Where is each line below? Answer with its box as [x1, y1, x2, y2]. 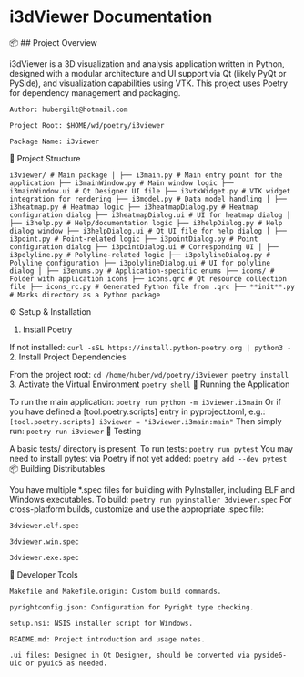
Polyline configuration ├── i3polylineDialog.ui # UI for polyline [9, 258, 271, 267]
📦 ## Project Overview [9, 36, 98, 47]
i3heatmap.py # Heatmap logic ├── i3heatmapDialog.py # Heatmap [9, 203, 258, 212]
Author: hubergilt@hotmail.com [9, 105, 128, 114]
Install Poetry [22, 324, 73, 335]
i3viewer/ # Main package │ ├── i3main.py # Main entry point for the [9, 171, 283, 180]
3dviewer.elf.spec [9, 521, 79, 530]
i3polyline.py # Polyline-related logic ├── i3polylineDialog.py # [9, 250, 271, 259]
